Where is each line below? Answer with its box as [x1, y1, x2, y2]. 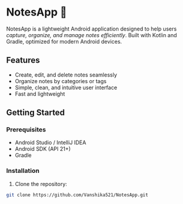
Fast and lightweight [14, 90, 65, 98]
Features [6, 55, 40, 65]
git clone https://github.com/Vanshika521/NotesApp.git [6, 191, 148, 198]
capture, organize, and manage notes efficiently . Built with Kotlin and [6, 31, 178, 38]
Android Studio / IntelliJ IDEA [14, 139, 87, 146]
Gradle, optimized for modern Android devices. [6, 38, 123, 45]
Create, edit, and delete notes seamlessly [14, 71, 118, 78]
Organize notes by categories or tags [14, 77, 106, 84]
